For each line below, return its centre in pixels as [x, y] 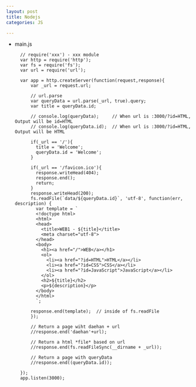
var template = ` [57, 209]
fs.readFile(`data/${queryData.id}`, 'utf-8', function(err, [107, 199]
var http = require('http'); [56, 60]
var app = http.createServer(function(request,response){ [92, 81]
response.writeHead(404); [67, 173]
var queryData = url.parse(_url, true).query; [88, 101]
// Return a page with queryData [71, 358]
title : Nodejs [23, 17]
